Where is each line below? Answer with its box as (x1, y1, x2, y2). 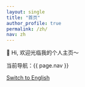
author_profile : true (6, 20, 62, 26)
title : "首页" (6, 15, 41, 21)
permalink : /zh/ (6, 26, 48, 32)
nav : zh (6, 32, 26, 38)
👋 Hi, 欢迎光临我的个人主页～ (6, 49, 79, 57)
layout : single (6, 9, 45, 15)
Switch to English (6, 74, 50, 82)
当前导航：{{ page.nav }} (6, 62, 69, 69)
